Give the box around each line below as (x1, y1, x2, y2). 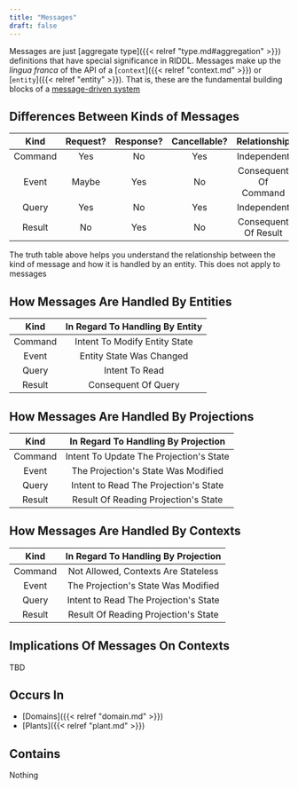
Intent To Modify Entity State (74, 335, 193, 348)
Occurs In (9, 687, 65, 702)
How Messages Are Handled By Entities (9, 294, 232, 309)
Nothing (9, 769, 39, 781)
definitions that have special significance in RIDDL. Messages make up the (9, 55, 281, 66)
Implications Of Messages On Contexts (9, 638, 231, 653)
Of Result (243, 227, 283, 240)
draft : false (9, 21, 58, 30)
